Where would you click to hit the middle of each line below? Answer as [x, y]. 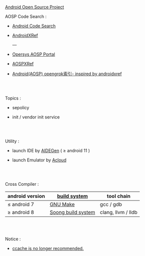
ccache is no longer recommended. [48, 248]
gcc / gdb [111, 204]
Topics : [13, 98]
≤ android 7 [21, 204]
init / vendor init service [36, 117]
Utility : [12, 141]
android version [26, 196]
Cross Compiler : [22, 184]
